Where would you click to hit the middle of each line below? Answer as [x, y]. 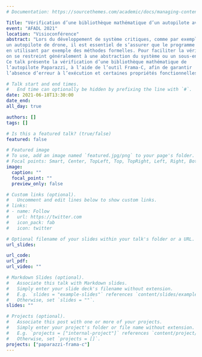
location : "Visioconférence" [43, 34]
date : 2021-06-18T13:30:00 [40, 95]
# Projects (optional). [36, 317]
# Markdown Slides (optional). [45, 278]
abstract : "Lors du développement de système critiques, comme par [93, 40]
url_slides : [21, 244]
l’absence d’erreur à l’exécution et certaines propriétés [82, 73]
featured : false [26, 139]
